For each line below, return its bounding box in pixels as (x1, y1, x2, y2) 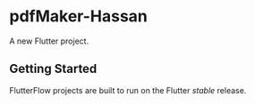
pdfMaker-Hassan (9, 6, 148, 27)
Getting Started (9, 61, 98, 76)
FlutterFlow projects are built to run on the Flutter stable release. (9, 84, 247, 95)
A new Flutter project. (9, 36, 89, 46)
